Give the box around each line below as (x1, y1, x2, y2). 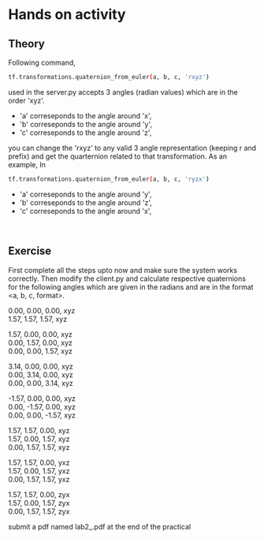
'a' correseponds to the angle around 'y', (19, 189, 152, 199)
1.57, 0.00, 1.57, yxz (8, 466, 70, 475)
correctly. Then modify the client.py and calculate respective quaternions (8, 274, 247, 283)
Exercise (8, 245, 52, 258)
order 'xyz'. (8, 95, 45, 105)
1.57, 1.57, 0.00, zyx (8, 489, 70, 499)
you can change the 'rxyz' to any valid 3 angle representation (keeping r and (8, 143, 257, 152)
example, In (8, 159, 46, 169)
